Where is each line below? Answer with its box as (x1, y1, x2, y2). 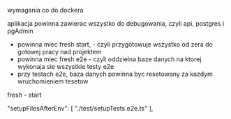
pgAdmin (7, 27, 33, 35)
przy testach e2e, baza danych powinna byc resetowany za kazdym (17, 70, 213, 78)
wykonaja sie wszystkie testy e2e (17, 63, 114, 70)
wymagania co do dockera (7, 6, 84, 14)
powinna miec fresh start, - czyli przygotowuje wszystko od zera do (17, 40, 213, 48)
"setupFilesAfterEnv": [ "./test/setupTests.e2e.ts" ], (7, 104, 154, 112)
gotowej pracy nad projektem (17, 48, 103, 56)
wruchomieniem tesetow (17, 77, 89, 86)
